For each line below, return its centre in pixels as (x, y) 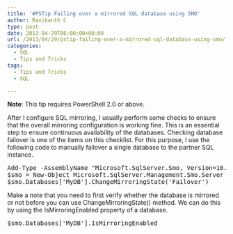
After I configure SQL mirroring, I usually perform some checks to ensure (112, 118)
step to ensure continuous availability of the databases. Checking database (115, 132)
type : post (23, 26)
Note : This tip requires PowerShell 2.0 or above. (76, 104)
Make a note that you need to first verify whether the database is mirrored (113, 195)
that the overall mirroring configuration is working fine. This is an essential (113, 125)
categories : (24, 46)
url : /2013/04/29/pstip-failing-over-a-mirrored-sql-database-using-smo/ (116, 40)
